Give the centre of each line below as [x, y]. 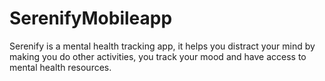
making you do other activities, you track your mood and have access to [158, 56]
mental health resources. [60, 67]
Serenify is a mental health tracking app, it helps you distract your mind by [162, 46]
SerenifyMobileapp [91, 18]
